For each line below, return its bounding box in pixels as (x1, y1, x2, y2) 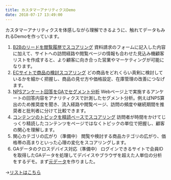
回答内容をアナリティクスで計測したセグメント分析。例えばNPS (26, 95, 160, 101)
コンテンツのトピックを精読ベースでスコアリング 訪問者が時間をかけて (12, 114, 162, 120)
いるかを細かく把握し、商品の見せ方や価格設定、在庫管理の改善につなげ (12, 76, 165, 82)
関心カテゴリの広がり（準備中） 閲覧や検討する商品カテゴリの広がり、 (12, 133, 162, 139)
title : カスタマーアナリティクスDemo (5, 7, 76, 13)
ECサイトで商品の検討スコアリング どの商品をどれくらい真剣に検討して (12, 69, 163, 75)
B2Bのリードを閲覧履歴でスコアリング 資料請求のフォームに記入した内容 (12, 44, 166, 50)
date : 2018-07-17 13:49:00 (5, 12, 63, 17)
